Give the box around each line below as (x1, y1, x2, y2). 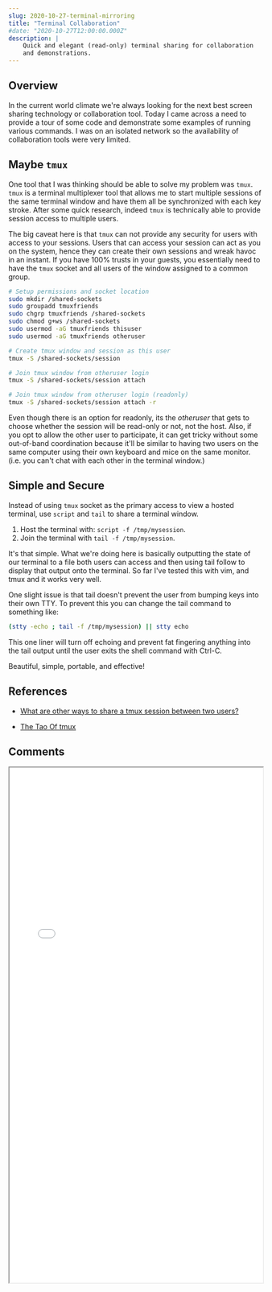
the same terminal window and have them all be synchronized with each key (8, 196, 262, 206)
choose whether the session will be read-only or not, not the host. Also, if (8, 422, 252, 431)
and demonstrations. (23, 49, 92, 57)
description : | (8, 34, 60, 43)
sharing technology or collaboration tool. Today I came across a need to (8, 109, 247, 118)
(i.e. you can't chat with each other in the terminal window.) (8, 456, 205, 465)
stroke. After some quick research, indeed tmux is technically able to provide (8, 204, 262, 214)
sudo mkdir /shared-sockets (8, 295, 103, 303)
